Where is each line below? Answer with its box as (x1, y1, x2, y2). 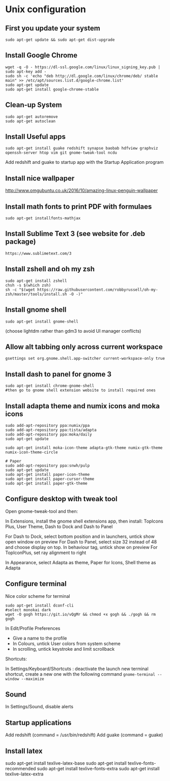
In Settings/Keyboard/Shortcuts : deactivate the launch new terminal (5, 666, 149, 672)
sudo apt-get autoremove (5, 114, 58, 119)
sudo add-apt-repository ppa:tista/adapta (5, 427, 97, 432)
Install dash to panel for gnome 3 (5, 370, 112, 379)
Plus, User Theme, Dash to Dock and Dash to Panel (5, 523, 113, 530)
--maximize (21, 676, 44, 681)
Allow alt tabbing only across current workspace (5, 342, 163, 351)
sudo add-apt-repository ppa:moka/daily (5, 431, 93, 437)
